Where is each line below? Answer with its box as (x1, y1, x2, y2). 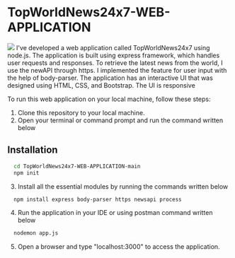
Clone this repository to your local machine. (17, 108, 145, 117)
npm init (13, 169, 40, 177)
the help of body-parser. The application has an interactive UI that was (7, 74, 214, 82)
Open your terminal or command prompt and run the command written (17, 116, 224, 124)
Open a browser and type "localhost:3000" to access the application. (17, 242, 221, 251)
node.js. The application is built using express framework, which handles (7, 51, 220, 59)
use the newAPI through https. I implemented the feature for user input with (7, 66, 227, 74)
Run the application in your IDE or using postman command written (17, 209, 213, 217)
